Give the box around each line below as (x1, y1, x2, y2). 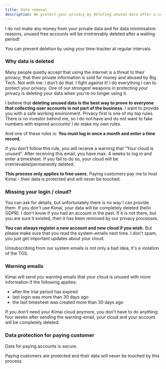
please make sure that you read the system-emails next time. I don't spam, (5, 230, 157, 236)
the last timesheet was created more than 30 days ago (12, 299, 124, 305)
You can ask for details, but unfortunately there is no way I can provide (5, 200, 149, 206)
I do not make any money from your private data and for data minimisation (5, 25, 156, 31)
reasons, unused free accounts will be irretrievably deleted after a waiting (5, 31, 155, 37)
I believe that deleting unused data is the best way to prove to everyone (5, 100, 154, 105)
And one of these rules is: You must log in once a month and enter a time (5, 130, 156, 136)
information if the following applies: (5, 279, 77, 285)
